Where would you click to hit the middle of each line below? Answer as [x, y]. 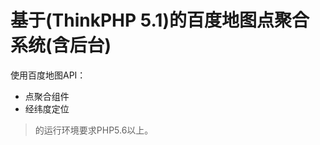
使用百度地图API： [48, 75]
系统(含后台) [61, 45]
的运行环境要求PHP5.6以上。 [94, 130]
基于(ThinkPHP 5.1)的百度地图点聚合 [160, 20]
